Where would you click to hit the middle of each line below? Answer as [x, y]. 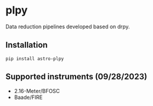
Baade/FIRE [28, 97]
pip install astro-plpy [35, 59]
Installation [27, 45]
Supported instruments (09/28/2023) [76, 77]
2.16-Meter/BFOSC [37, 91]
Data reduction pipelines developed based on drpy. [68, 26]
